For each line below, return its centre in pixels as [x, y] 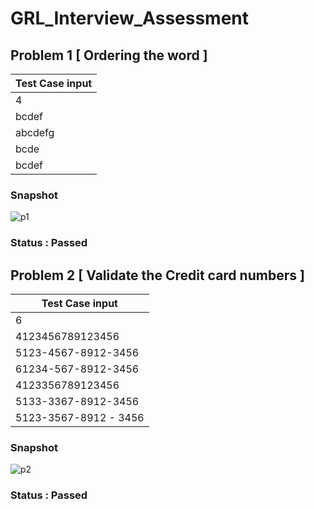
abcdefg [35, 132]
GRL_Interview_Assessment [130, 18]
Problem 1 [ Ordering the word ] [109, 55]
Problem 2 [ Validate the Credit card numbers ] [157, 275]
